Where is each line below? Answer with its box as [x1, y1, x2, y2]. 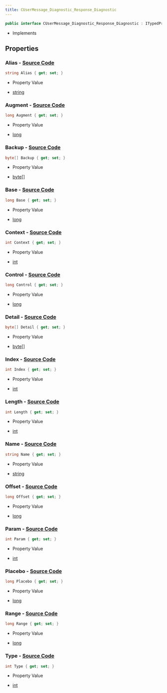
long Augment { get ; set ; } [5, 113, 64, 118]
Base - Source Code [5, 186, 55, 193]
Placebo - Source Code [5, 568, 62, 575]
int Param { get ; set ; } [5, 537, 57, 542]
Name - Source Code [5, 441, 57, 448]
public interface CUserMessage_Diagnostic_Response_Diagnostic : [5, 21, 143, 26]
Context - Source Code [5, 229, 62, 235]
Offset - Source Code [5, 483, 58, 490]
